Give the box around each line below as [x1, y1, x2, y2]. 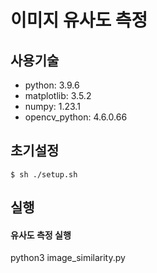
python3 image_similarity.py [10, 252, 126, 264]
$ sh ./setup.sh [10, 169, 78, 180]
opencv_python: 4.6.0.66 [24, 111, 128, 123]
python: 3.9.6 [24, 79, 80, 91]
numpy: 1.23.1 [24, 101, 81, 112]
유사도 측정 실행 [10, 229, 72, 241]
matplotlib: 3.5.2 [24, 90, 92, 101]
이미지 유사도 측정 [10, 9, 148, 32]
